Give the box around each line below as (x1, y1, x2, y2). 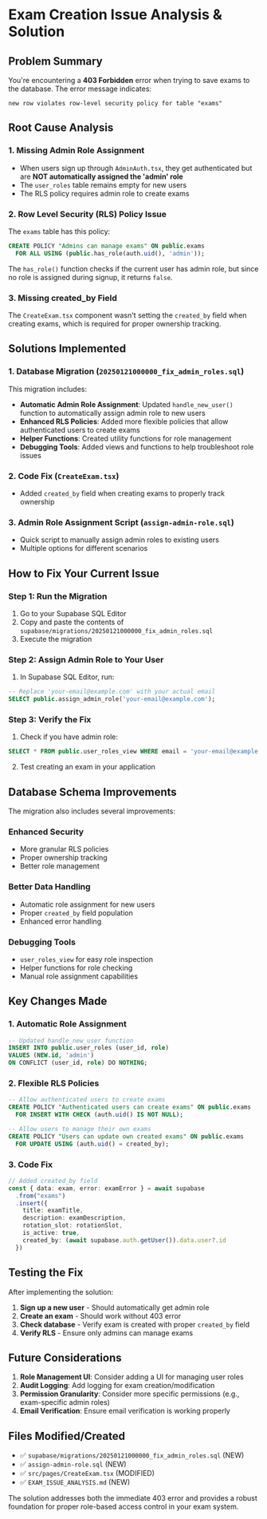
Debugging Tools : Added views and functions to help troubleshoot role (19, 441, 254, 452)
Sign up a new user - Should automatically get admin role (19, 1303, 210, 1312)
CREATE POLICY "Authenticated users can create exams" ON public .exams (8, 1103, 251, 1111)
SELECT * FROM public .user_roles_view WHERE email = (8, 748, 187, 756)
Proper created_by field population (19, 908, 133, 917)
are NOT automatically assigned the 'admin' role (19, 172, 183, 181)
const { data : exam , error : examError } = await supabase (8, 1184, 205, 1193)
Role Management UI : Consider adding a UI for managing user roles (19, 1372, 245, 1382)
